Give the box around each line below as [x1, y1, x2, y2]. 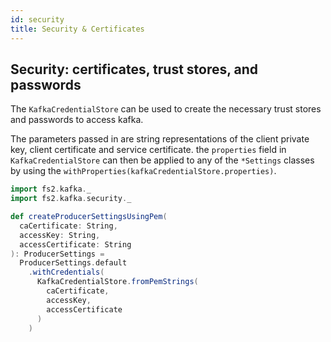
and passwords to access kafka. [10, 114, 144, 126]
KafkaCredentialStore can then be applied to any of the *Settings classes [10, 154, 315, 166]
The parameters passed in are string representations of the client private [10, 133, 310, 145]
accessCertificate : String [19, 239, 132, 250]
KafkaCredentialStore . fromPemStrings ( [36, 277, 199, 287]
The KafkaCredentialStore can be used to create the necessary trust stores [10, 103, 322, 115]
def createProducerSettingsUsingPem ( [10, 212, 168, 222]
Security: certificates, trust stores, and [10, 61, 259, 78]
